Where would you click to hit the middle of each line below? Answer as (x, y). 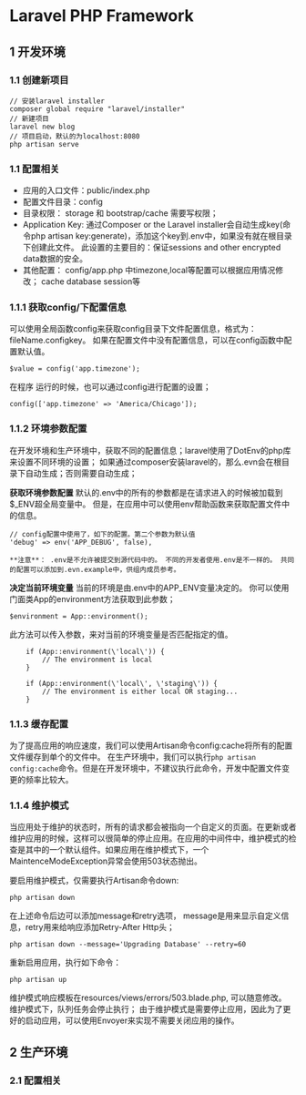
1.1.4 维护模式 (39, 805)
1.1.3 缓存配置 (39, 723)
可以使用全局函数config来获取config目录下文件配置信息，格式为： (133, 329)
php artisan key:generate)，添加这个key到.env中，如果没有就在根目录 (162, 236)
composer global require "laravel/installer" (97, 109)
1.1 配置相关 (35, 169)
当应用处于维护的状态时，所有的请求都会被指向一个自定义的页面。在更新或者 (153, 827)
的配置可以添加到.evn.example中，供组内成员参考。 (95, 569)
